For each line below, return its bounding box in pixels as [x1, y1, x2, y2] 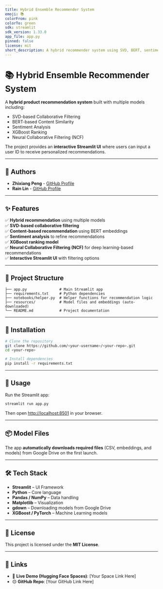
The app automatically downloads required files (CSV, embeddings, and [5, 445, 152, 451]
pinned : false [5, 39, 34, 44]
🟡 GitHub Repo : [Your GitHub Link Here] [12, 579, 94, 584]
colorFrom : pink [5, 16, 38, 21]
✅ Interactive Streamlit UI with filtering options [5, 255, 99, 261]
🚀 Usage [5, 379, 31, 387]
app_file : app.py [5, 34, 40, 39]
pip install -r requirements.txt [5, 361, 73, 366]
